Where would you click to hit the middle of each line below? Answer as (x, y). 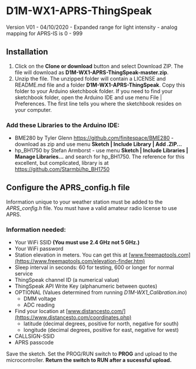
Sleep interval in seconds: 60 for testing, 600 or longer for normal (94, 267)
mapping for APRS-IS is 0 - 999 (44, 33)
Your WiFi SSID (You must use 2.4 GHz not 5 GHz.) (77, 242)
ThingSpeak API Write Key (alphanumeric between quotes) (86, 286)
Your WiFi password (39, 249)
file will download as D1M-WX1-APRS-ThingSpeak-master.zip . (92, 72)
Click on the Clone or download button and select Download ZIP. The (99, 66)
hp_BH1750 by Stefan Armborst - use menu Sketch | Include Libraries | (101, 151)
